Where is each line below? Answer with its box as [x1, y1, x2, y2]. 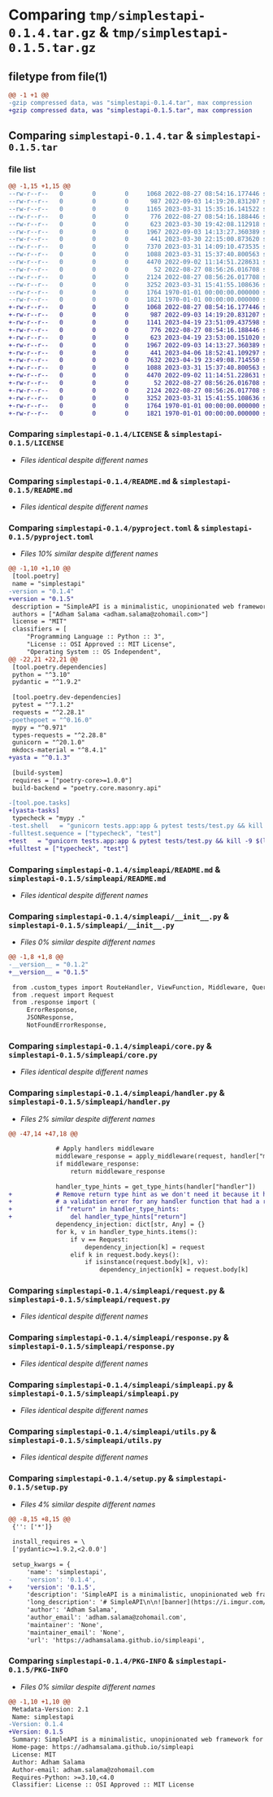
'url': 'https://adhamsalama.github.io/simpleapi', [26, 1636, 206, 1644]
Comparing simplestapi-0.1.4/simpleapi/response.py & [8, 1332, 230, 1343]
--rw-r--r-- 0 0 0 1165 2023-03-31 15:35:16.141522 [8, 205, 260, 213]
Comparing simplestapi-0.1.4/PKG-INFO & [8, 1655, 175, 1667]
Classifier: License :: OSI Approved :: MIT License [11, 1781, 195, 1789]
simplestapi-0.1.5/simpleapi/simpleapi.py [8, 1389, 179, 1398]
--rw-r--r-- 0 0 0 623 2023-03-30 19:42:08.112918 [8, 220, 260, 229]
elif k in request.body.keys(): [70, 1250, 180, 1258]
